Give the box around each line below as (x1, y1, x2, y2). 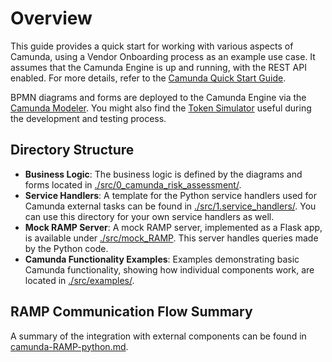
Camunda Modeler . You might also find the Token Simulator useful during (10, 102, 312, 114)
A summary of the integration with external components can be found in (10, 330, 307, 342)
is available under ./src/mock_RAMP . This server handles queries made (24, 232, 319, 244)
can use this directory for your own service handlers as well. (24, 210, 275, 222)
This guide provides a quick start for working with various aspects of (10, 40, 294, 52)
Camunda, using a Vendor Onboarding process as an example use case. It (10, 50, 316, 62)
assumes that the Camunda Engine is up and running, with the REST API (10, 61, 307, 73)
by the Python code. (24, 242, 109, 254)
